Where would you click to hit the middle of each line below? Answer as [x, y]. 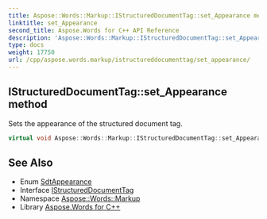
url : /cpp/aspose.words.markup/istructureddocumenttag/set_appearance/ [129, 60]
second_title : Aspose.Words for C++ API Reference [94, 30]
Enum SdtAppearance [56, 182]
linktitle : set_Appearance [53, 23]
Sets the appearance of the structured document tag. [95, 123]
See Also [31, 162]
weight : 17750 [32, 52]
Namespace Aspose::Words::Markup [80, 198]
